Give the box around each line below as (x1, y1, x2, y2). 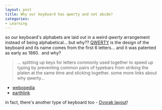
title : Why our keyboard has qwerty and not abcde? (5, 12, 113, 17)
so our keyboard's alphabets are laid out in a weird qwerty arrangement (5, 34, 150, 40)
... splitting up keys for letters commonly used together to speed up (17, 59, 154, 65)
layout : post (5, 7, 32, 12)
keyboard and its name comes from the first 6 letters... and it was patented (5, 45, 156, 51)
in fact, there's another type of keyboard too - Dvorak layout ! (5, 99, 129, 106)
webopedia (12, 84, 35, 91)
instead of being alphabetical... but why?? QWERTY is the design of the (5, 40, 149, 46)
